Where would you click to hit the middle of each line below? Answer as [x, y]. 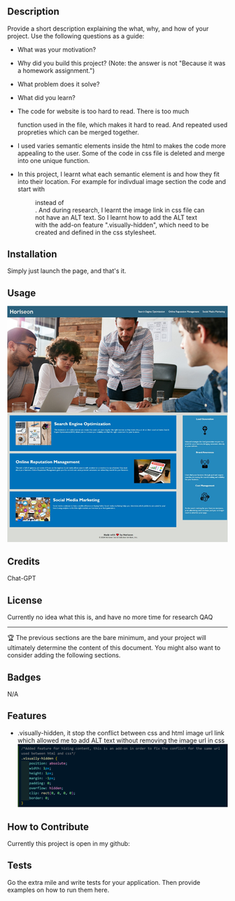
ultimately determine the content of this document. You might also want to [114, 648]
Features [27, 716]
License [25, 600]
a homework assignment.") [56, 70]
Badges [24, 677]
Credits [24, 561]
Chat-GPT [22, 579]
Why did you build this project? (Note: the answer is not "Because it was [121, 63]
